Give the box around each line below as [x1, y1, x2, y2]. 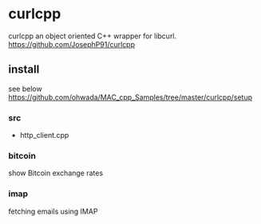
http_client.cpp [19, 131, 69, 140]
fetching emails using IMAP [8, 206, 98, 216]
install [8, 63, 40, 77]
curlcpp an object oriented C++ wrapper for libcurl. [8, 31, 177, 41]
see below [8, 84, 42, 93]
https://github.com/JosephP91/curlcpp [8, 39, 136, 49]
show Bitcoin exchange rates [8, 168, 104, 178]
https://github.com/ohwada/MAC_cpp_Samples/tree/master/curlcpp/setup [8, 92, 253, 102]
